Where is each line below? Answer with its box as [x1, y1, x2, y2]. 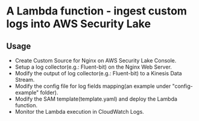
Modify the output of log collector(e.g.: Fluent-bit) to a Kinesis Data [14, 70, 182, 76]
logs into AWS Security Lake [6, 17, 151, 31]
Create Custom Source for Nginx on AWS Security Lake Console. [14, 57, 177, 64]
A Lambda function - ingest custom [6, 4, 187, 18]
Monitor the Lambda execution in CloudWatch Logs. [14, 108, 145, 115]
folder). [40, 89, 58, 96]
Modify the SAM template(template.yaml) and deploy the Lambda [14, 95, 178, 102]
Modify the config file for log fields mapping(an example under [14, 82, 171, 90]
